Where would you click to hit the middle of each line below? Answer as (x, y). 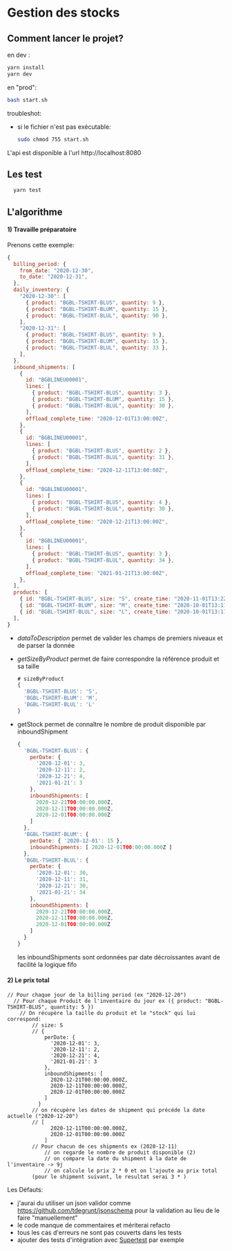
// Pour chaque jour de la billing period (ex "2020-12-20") (97, 995)
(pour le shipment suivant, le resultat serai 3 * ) (109, 1177)
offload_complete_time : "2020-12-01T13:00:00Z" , (97, 418)
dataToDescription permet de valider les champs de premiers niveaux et (120, 638)
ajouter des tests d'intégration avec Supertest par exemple (100, 1240)
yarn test (27, 190)
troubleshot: (25, 113)
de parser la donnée (46, 645)
